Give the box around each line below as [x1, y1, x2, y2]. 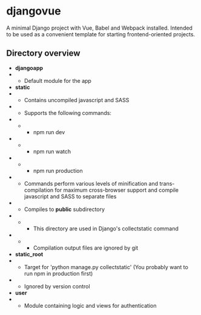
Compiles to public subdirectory [24, 206, 105, 213]
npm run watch [33, 148, 71, 155]
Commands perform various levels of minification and [24, 180, 159, 187]
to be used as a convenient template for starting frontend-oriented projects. [6, 30, 196, 37]
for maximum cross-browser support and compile [54, 186, 179, 193]
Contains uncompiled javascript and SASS [24, 96, 130, 103]
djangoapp [15, 64, 44, 71]
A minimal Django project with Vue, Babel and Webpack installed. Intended [6, 24, 193, 31]
